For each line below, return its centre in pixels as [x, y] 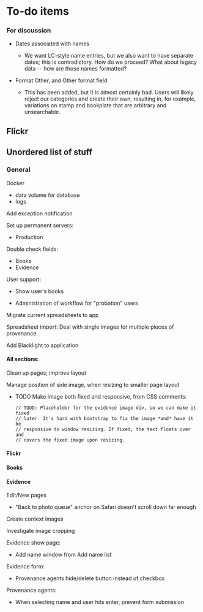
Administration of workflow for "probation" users [77, 303]
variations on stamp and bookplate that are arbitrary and [95, 105]
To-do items [38, 11]
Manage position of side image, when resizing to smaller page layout [93, 384]
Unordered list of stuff [50, 152]
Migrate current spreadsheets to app [53, 315]
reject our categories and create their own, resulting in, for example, [110, 99]
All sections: [23, 359]
